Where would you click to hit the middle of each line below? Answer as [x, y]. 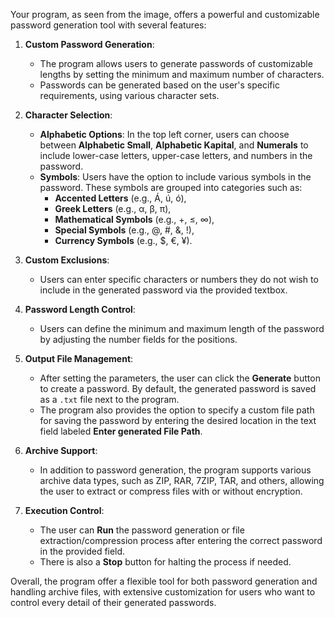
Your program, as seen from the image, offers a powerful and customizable [165, 14]
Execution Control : [64, 510]
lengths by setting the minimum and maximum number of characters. [182, 74]
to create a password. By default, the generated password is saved [178, 388]
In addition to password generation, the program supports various [175, 470]
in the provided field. [82, 551]
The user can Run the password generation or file [142, 530]
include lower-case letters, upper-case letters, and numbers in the [176, 155]
